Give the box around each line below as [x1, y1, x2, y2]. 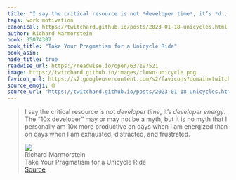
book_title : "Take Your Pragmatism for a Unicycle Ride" [7, 43, 178, 50]
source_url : [7, 88, 42, 95]
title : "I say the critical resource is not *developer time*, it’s [7, 10, 212, 18]
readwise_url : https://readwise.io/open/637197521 [7, 62, 159, 69]
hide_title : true [7, 56, 58, 63]
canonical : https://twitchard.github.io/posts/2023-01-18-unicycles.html [7, 23, 228, 30]
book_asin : [7, 50, 39, 57]
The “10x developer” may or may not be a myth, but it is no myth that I [24, 115, 228, 123]
